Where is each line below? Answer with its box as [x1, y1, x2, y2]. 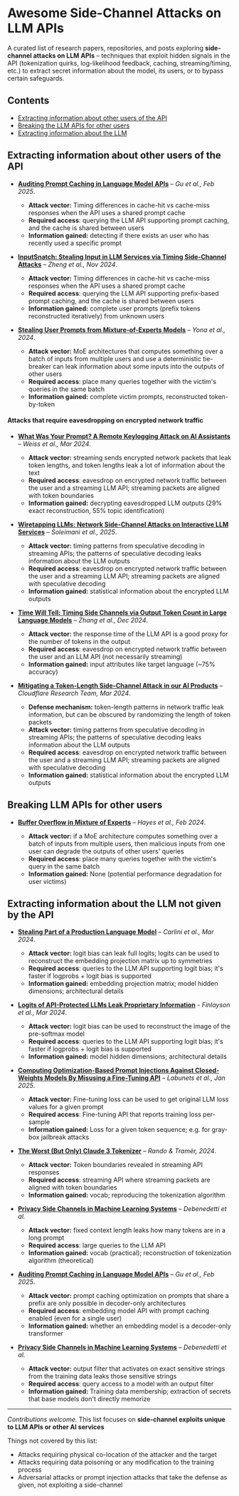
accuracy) [28, 668, 58, 676]
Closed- [194, 1066, 220, 1075]
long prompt [28, 1234, 65, 1242]
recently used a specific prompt [28, 239, 122, 247]
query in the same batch [28, 862, 100, 871]
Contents [7, 95, 50, 107]
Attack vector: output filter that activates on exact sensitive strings [28, 1364, 225, 1373]
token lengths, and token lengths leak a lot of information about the [28, 461, 225, 469]
